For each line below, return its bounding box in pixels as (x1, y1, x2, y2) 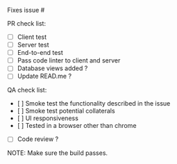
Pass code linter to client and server (17, 56, 121, 65)
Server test (17, 41, 49, 49)
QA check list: (7, 86, 47, 95)
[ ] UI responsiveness (17, 114, 78, 122)
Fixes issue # (7, 6, 45, 14)
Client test (17, 33, 47, 41)
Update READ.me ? (17, 72, 71, 81)
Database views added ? (17, 64, 88, 72)
